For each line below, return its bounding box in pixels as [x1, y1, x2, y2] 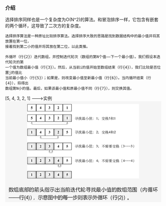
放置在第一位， [5, 39, 31, 44]
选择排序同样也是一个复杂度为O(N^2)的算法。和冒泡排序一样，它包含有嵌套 [5, 16, 159, 23]
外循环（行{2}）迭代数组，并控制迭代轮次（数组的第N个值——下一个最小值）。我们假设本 [5, 55, 157, 60]
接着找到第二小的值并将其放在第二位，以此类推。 [5, 44, 90, 49]
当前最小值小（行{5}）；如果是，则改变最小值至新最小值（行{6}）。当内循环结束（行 [5, 75, 152, 80]
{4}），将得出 [5, 81, 29, 86]
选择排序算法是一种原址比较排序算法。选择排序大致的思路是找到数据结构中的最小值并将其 [5, 34, 160, 39]
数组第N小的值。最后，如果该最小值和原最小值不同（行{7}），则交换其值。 [5, 86, 134, 91]
